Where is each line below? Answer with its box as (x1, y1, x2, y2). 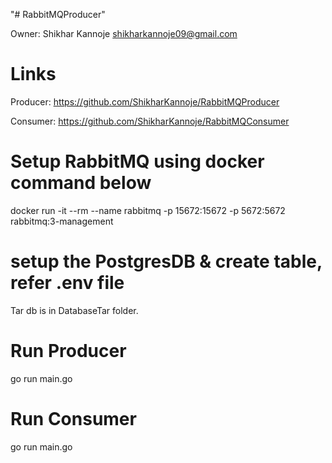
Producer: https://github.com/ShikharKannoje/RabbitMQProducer (10, 95, 280, 108)
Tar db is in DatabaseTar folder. (10, 304, 139, 316)
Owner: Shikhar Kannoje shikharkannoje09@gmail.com (10, 28, 238, 39)
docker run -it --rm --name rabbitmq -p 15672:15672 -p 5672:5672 (10, 204, 286, 216)
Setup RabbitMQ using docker (10, 150, 265, 173)
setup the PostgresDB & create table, (10, 250, 323, 273)
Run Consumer (10, 407, 137, 430)
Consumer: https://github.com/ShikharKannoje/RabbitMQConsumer (10, 115, 290, 127)
